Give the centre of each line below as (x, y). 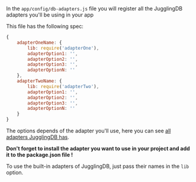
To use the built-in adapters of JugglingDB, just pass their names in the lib (98, 166)
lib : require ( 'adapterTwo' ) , (63, 86)
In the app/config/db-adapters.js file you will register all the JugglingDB (94, 9)
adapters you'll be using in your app (50, 15)
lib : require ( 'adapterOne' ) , (63, 48)
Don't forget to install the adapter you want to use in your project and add (98, 148)
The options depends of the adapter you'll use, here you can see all (89, 131)
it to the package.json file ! (40, 155)
